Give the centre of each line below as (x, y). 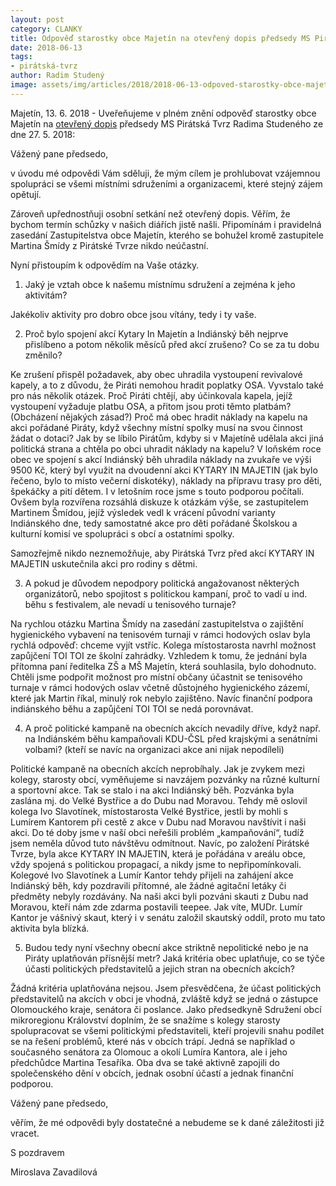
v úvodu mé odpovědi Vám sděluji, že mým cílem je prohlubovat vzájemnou (165, 173)
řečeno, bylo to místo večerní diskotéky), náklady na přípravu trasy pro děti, (166, 480)
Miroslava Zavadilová (54, 1172)
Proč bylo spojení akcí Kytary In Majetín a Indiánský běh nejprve (156, 333)
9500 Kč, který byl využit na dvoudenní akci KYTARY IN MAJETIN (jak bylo (164, 470)
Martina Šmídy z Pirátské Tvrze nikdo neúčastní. (109, 245)
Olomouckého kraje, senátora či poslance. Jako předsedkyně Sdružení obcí (166, 1009)
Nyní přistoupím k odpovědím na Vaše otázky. (105, 265)
